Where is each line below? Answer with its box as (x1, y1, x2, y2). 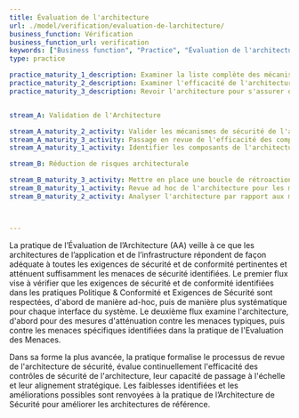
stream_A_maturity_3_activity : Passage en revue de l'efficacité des (9, 135, 273, 144)
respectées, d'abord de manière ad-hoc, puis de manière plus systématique (9, 296, 287, 307)
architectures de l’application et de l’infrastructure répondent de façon (9, 249, 267, 260)
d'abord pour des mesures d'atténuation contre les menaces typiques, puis (9, 315, 286, 326)
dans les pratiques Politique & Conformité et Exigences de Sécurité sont (9, 286, 273, 298)
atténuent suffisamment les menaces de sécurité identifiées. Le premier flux (9, 268, 288, 278)
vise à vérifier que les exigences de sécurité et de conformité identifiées (9, 277, 274, 288)
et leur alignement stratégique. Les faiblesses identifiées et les (9, 380, 238, 390)
